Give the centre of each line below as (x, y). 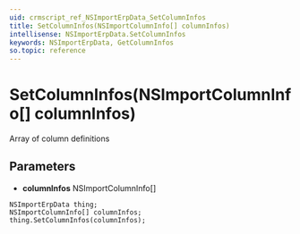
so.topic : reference (48, 51)
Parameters (43, 167)
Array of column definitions (60, 138)
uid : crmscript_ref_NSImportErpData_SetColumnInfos (107, 17)
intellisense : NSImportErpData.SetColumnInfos (98, 34)
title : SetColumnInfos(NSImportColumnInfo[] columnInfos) (120, 26)
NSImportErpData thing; (54, 205)
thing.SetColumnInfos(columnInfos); (77, 220)
